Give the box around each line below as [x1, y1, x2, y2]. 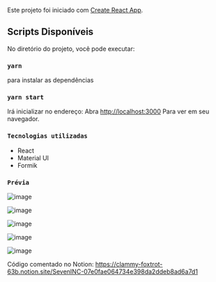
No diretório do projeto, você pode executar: [7, 45, 135, 53]
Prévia [7, 178, 30, 187]
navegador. [7, 115, 40, 123]
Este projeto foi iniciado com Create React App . [7, 6, 144, 14]
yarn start [7, 93, 44, 102]
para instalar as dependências [7, 76, 94, 84]
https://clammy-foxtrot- [95, 260, 163, 268]
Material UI [17, 153, 49, 162]
